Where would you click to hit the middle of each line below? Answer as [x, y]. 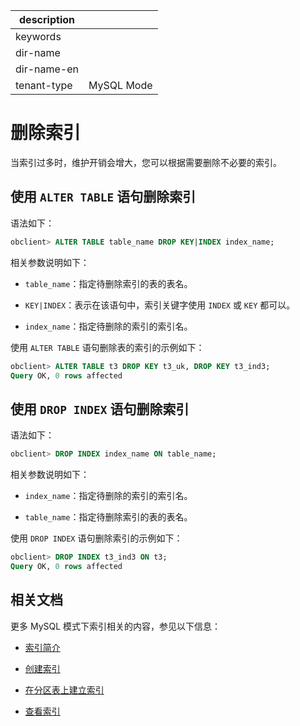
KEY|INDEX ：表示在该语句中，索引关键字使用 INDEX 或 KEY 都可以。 [160, 305]
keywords [38, 36]
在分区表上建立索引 [64, 690]
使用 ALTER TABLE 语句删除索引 [103, 197]
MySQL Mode [120, 85]
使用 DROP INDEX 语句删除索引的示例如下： [96, 538]
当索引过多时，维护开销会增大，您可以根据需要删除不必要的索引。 [146, 162]
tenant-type [44, 85]
